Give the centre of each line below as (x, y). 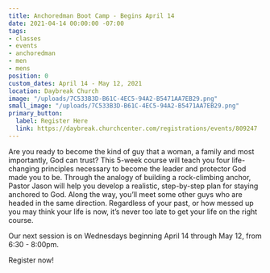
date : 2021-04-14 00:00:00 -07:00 (66, 23)
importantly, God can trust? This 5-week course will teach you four (119, 160)
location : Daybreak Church (54, 91)
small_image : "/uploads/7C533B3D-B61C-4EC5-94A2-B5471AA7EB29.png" (124, 106)
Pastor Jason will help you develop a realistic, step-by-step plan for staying (133, 186)
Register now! (31, 260)
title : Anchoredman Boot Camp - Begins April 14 (91, 16)
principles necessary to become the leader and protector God (144, 168)
